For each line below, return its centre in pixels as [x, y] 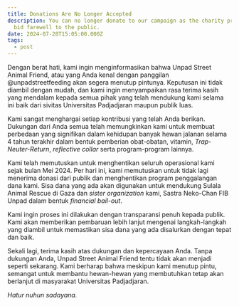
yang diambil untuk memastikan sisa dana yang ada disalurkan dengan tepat [119, 229]
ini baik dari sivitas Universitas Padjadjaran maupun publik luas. [100, 105]
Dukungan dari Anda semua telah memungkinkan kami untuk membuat [111, 126]
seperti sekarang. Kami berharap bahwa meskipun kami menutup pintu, [112, 266]
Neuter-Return [28, 149]
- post [23, 47]
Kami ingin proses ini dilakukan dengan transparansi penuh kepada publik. [116, 215]
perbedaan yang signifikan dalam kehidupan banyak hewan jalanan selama [117, 134]
